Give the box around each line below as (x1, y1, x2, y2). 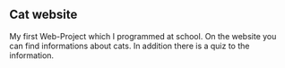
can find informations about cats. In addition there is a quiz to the (9, 40, 250, 51)
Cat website (9, 7, 78, 22)
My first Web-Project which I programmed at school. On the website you (9, 30, 277, 41)
